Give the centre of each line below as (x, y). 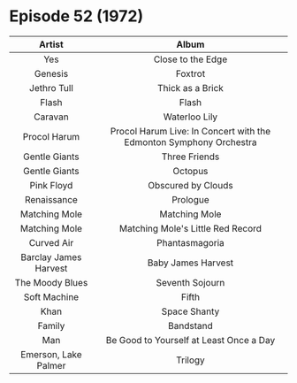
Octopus (190, 171)
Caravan (51, 117)
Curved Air (51, 242)
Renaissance (51, 199)
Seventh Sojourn (190, 282)
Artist (51, 44)
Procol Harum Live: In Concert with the (190, 131)
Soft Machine (51, 296)
